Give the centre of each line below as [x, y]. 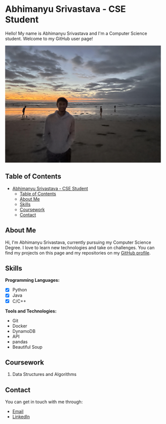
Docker [20, 326]
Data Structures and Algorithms [44, 374]
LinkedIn [21, 417]
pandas [20, 342]
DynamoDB [24, 331]
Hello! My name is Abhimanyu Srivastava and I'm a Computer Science [76, 33]
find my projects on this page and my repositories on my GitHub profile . [78, 253]
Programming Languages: [32, 280]
